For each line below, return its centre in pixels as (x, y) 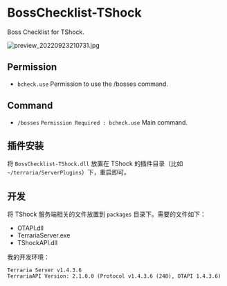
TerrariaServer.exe (44, 235)
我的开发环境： (28, 257)
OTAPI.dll (30, 228)
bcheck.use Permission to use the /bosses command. (92, 84)
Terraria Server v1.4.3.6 (44, 270)
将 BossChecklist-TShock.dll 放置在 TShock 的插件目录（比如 (95, 163)
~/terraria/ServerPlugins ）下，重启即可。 (69, 172)
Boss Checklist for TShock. (46, 32)
